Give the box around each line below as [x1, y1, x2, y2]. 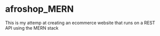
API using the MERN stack [5, 25, 59, 31]
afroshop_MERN [5, 3, 74, 15]
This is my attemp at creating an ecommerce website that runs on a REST [5, 20, 156, 26]
